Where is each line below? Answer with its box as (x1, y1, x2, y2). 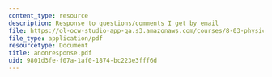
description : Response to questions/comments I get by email (8, 19, 219, 27)
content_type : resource (8, 11, 89, 20)
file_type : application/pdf (8, 34, 104, 43)
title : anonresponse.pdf (8, 49, 92, 57)
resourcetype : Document (8, 42, 89, 50)
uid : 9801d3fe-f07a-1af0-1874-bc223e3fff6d (8, 57, 158, 65)
